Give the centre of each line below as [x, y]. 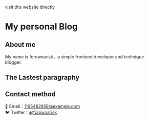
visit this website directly [30, 7]
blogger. [13, 62]
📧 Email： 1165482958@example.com [43, 106]
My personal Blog [42, 27]
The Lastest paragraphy [42, 77]
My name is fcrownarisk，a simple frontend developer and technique [74, 57]
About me [20, 44]
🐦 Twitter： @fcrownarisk [31, 112]
